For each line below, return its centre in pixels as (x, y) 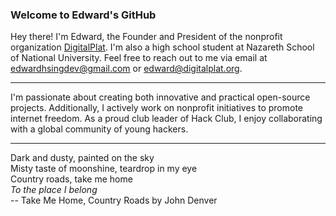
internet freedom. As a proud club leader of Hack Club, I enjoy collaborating (166, 119)
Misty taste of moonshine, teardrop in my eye (104, 169)
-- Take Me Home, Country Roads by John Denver (114, 200)
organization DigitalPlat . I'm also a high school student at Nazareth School (162, 47)
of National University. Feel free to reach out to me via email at (139, 58)
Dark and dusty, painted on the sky (82, 158)
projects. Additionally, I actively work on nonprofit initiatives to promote (157, 108)
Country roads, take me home (71, 179)
